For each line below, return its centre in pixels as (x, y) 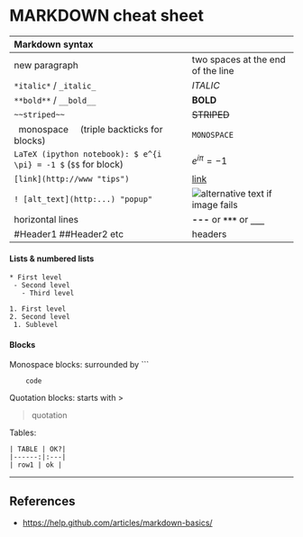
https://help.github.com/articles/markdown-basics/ (118, 523)
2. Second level (40, 317)
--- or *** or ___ (228, 219)
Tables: (23, 432)
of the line (213, 70)
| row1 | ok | (36, 465)
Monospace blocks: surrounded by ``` (79, 365)
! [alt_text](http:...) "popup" (83, 199)
